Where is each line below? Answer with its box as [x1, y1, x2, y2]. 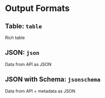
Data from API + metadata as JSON [5, 88, 75, 94]
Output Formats [5, 3, 70, 14]
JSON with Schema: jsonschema [5, 75, 101, 84]
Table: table [5, 22, 42, 30]
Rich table [5, 35, 25, 40]
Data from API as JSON [5, 61, 52, 67]
